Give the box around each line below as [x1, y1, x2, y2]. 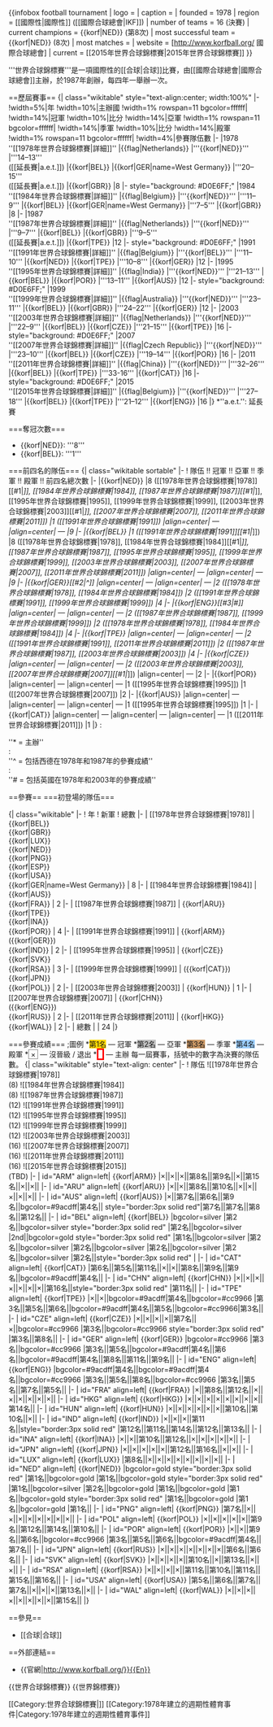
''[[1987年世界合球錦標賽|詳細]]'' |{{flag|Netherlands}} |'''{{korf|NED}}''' [8, 219, 249, 228]
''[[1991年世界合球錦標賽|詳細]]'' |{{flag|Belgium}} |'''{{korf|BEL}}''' [8, 248, 233, 257]
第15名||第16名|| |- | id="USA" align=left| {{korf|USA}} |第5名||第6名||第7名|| [8, 1575, 262, 1585]
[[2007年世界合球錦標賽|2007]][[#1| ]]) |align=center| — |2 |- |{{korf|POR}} [8, 669, 258, 678]
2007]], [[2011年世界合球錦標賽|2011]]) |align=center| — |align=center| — [17, 568, 263, 577]
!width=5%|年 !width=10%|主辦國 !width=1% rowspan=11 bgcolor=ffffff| [8, 102, 248, 112]
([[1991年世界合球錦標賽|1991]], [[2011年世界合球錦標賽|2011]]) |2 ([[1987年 [8, 639, 258, 648]
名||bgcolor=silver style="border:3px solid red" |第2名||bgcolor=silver [8, 1223, 242, 1232]
